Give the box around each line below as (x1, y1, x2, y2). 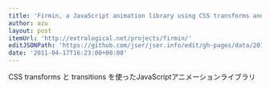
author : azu (8, 19, 48, 27)
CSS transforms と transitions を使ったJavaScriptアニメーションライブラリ (8, 72, 256, 81)
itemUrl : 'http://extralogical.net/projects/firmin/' (8, 34, 193, 42)
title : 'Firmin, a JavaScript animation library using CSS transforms (8, 11, 250, 20)
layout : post (8, 26, 52, 34)
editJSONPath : (8, 42, 56, 50)
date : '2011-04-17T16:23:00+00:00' (8, 49, 128, 57)
